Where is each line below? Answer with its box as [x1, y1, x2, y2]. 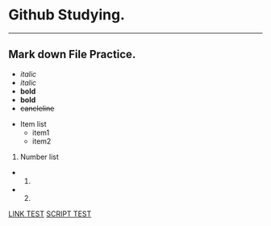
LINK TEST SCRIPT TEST [8, 208, 92, 219]
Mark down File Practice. [8, 48, 136, 61]
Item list [19, 119, 47, 128]
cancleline [19, 103, 55, 113]
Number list [19, 152, 59, 161]
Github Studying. [8, 6, 125, 24]
